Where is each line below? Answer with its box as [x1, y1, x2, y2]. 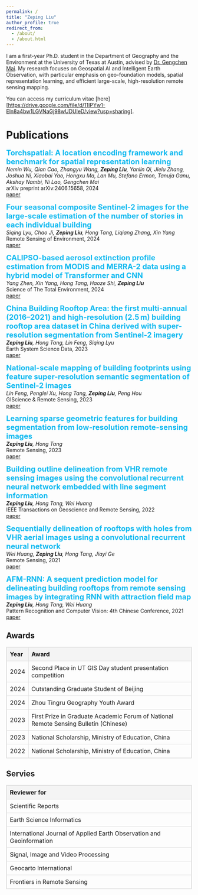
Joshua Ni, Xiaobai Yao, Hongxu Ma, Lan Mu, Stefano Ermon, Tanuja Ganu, [6, 172, 190, 179]
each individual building [6, 220, 92, 229]
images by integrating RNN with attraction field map [6, 592, 192, 602]
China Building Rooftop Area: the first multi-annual [6, 303, 187, 313]
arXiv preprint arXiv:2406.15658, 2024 [6, 184, 99, 192]
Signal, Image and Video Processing [9, 850, 110, 858]
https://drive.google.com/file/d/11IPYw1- [8, 102, 106, 108]
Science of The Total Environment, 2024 [6, 286, 104, 293]
